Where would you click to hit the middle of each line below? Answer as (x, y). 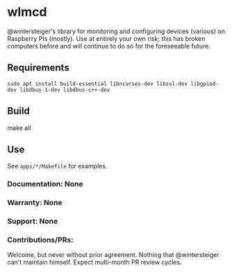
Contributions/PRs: (41, 240)
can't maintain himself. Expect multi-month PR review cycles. (94, 262)
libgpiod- (205, 84)
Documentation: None (45, 184)
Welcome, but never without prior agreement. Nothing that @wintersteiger (113, 255)
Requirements (38, 68)
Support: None (33, 221)
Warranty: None (35, 203)
